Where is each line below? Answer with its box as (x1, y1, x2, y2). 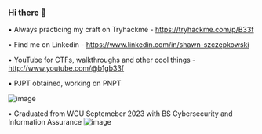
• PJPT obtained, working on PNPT (8, 78, 122, 89)
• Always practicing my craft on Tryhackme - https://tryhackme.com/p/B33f (8, 25, 254, 34)
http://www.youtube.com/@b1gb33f (8, 63, 125, 73)
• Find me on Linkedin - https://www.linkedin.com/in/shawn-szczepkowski (8, 40, 249, 49)
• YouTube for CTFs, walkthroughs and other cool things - (8, 55, 196, 65)
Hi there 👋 (8, 7, 47, 18)
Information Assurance (8, 118, 82, 127)
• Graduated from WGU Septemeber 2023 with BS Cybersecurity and (8, 109, 233, 118)
